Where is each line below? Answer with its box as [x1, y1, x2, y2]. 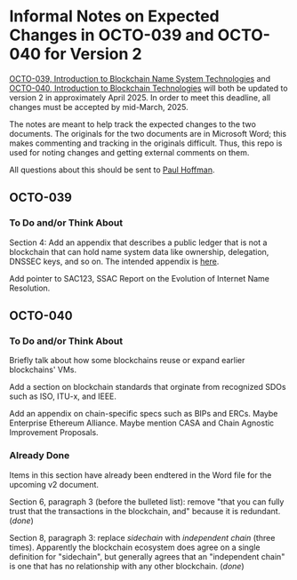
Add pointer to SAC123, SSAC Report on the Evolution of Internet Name [9, 273, 269, 283]
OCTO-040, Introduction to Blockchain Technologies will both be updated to [9, 83, 288, 93]
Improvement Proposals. [9, 427, 100, 438]
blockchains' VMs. [9, 364, 77, 375]
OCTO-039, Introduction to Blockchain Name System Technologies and [9, 73, 271, 83]
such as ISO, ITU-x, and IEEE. [9, 391, 117, 401]
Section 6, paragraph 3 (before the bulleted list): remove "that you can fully [9, 496, 285, 507]
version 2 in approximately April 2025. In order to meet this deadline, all [9, 91, 271, 103]
